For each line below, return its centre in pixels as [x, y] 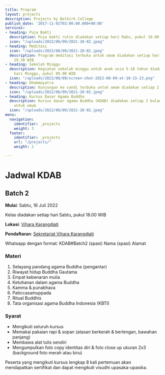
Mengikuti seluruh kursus [38, 327]
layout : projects [23, 14]
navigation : [22, 119]
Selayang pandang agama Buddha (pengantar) [59, 267]
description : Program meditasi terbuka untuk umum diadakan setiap [80, 55]
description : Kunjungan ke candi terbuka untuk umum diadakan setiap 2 [84, 87]
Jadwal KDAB [33, 175]
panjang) [21, 337]
